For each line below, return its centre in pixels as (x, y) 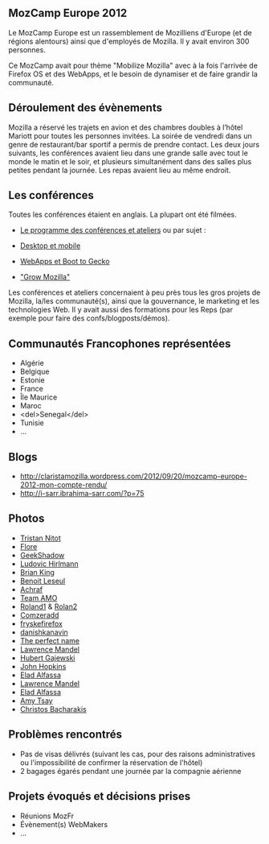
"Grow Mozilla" (45, 277)
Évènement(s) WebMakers (64, 824)
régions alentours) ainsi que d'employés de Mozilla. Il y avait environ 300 (129, 41)
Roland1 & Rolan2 (49, 606)
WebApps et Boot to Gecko (65, 262)
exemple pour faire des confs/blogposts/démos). (89, 318)
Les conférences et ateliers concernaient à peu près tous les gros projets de (134, 292)
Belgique (35, 372)
